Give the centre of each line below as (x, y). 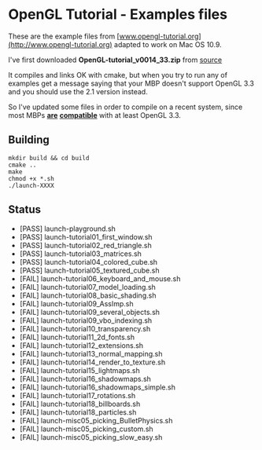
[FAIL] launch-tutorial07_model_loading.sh (87, 287)
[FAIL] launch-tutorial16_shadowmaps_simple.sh (97, 387)
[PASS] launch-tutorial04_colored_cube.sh (89, 262)
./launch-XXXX (31, 185)
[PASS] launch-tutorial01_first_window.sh (86, 236)
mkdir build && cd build (49, 158)
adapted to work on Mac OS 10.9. (168, 44)
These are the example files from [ (64, 36)
